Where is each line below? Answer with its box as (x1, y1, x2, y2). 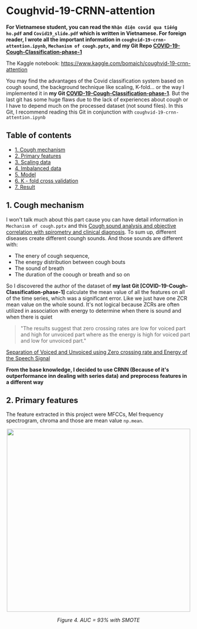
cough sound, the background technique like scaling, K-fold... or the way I (6, 83, 185, 90)
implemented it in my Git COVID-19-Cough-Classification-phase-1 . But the (6, 90, 189, 97)
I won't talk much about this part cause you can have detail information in (6, 216, 184, 223)
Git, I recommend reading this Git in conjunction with (6, 108, 133, 115)
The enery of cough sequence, (14, 252, 90, 259)
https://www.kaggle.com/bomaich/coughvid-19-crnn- (60, 60, 191, 67)
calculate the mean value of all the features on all (66, 288, 185, 295)
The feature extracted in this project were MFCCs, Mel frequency (6, 411, 164, 418)
